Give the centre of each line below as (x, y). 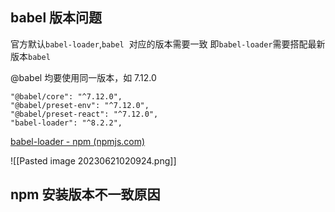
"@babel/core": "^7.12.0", (66, 96)
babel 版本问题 (56, 18)
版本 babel (30, 56)
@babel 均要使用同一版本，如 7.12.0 (83, 77)
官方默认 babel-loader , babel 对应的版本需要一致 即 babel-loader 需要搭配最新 (168, 44)
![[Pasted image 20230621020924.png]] (93, 160)
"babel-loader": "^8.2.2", (66, 123)
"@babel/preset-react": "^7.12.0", (84, 114)
